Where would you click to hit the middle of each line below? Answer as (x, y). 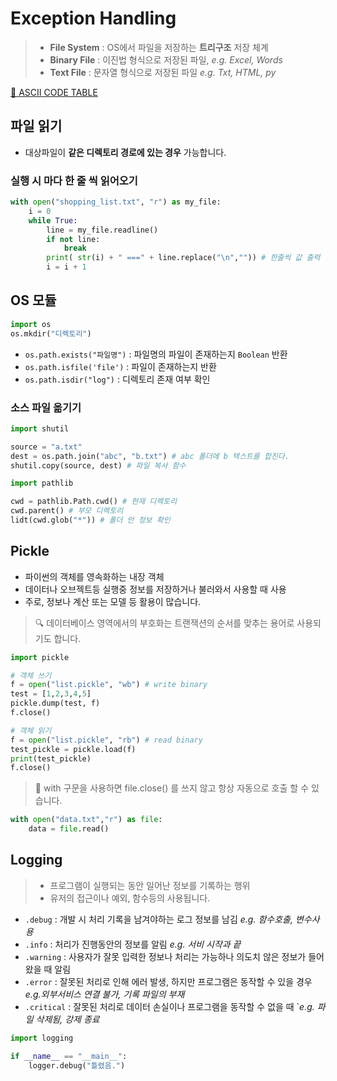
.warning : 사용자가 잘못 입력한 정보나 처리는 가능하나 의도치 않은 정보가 (165, 956)
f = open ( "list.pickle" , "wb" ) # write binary (109, 685)
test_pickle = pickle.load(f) (73, 749)
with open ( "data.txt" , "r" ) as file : (86, 820)
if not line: (73, 239)
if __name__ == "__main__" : (69, 1056)
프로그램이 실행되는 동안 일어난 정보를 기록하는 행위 (150, 885)
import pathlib (42, 483)
